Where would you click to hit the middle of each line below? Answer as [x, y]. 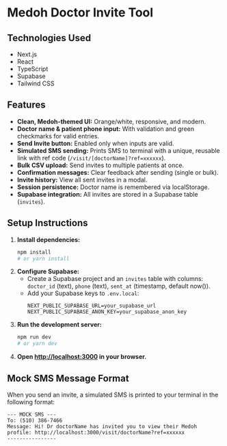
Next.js [27, 54]
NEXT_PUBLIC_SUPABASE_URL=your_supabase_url [92, 306]
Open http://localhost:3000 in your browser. [82, 357]
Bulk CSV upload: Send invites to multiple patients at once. [101, 165]
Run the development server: [59, 325]
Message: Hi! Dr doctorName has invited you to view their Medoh [102, 426]
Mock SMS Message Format [68, 378]
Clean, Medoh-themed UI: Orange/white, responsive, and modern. [111, 121]
